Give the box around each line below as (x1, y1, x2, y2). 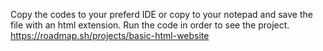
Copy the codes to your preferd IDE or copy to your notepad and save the (10, 9, 313, 20)
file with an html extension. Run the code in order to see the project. (10, 19, 290, 31)
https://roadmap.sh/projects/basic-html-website (10, 30, 210, 41)
